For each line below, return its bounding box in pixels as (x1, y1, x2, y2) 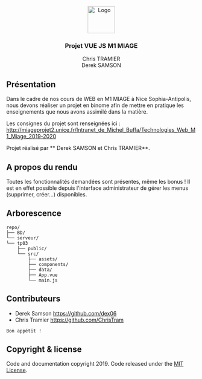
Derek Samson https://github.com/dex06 (14, 309, 117, 317)
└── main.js (28, 277, 58, 283)
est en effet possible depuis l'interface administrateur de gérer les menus (6, 184, 189, 192)
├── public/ (17, 245, 47, 251)
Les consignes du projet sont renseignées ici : (6, 120, 121, 127)
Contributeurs (6, 294, 61, 304)
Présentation (6, 79, 56, 89)
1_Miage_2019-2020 (6, 133, 57, 140)
